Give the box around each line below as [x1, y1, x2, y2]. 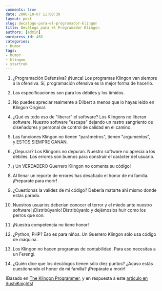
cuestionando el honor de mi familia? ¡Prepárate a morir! [12, 266, 126, 272]
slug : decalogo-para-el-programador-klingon [5, 21, 98, 26]
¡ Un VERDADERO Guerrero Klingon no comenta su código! [12, 163, 131, 169]
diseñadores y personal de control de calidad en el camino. [12, 124, 132, 130]
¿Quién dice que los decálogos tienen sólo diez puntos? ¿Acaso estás [12, 261, 153, 267]
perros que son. [12, 212, 45, 218]
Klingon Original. [12, 105, 46, 111]
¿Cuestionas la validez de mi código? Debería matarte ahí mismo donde [12, 187, 157, 193]
